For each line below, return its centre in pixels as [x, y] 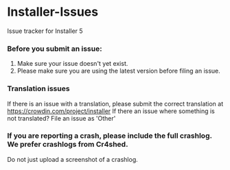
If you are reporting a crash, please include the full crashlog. [110, 136]
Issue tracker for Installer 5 [45, 31]
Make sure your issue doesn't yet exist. [72, 64]
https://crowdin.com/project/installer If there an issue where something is [111, 111]
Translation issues [38, 88]
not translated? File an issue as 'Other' [61, 118]
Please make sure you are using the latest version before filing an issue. [119, 71]
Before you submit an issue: [55, 49]
